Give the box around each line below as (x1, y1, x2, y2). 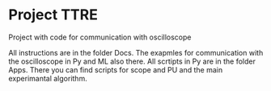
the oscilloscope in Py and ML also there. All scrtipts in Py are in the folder (8, 56, 256, 66)
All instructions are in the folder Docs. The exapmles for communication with (8, 48, 264, 57)
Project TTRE (8, 6, 99, 24)
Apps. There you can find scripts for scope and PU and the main (8, 64, 223, 74)
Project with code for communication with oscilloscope (8, 32, 192, 42)
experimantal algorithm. (8, 73, 87, 83)
